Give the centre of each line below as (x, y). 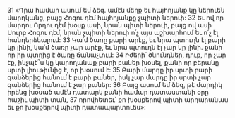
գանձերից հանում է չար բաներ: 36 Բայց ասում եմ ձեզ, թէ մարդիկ (115, 85)
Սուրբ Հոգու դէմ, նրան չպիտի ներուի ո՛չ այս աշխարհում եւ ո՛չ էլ (113, 32)
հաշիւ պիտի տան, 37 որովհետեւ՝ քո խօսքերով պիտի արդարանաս (118, 100)
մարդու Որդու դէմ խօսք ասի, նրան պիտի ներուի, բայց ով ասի (110, 25)
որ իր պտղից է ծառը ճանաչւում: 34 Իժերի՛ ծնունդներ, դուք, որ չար (117, 55)
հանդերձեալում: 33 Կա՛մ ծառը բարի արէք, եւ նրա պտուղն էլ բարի (116, 40)
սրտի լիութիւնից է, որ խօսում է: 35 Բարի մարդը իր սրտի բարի (110, 70)
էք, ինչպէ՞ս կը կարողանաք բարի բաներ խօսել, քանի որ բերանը (113, 62)
